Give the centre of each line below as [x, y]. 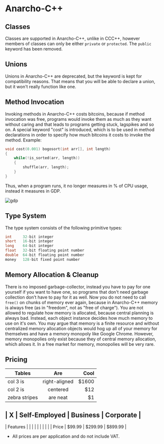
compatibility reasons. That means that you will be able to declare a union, [80, 81]
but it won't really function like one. [41, 86]
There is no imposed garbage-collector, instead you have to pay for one [78, 287]
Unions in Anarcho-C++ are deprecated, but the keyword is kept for [74, 76]
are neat [58, 397]
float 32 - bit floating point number [45, 250]
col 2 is [16, 389]
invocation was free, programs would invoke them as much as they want [78, 119]
